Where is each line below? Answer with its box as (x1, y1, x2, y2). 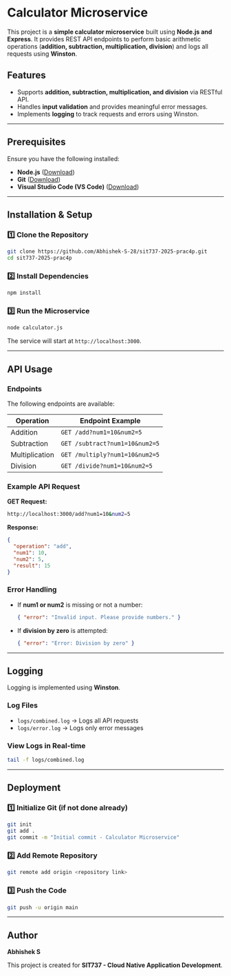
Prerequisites (7, 136, 66, 148)
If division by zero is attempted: (16, 626, 108, 634)
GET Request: (7, 497, 47, 506)
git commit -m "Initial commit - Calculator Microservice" (7, 834, 180, 841)
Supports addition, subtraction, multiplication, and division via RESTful (16, 87, 223, 96)
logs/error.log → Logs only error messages (16, 723, 144, 731)
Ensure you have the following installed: (7, 154, 120, 163)
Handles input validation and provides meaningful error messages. (16, 102, 208, 111)
